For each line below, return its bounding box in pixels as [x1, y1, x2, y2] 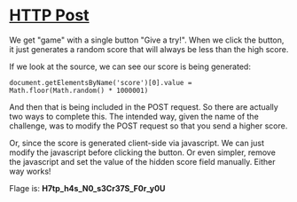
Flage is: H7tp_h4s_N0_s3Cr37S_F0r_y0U [9, 183, 166, 193]
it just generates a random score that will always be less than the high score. [9, 43, 289, 54]
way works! [9, 166, 51, 176]
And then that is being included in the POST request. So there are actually [9, 101, 279, 112]
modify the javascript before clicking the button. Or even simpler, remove [9, 147, 277, 158]
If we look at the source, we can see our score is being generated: [9, 61, 251, 72]
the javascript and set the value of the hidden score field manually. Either [9, 156, 276, 167]
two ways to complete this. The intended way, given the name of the [9, 111, 259, 121]
